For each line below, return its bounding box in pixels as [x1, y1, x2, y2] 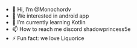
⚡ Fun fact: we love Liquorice [11, 35, 84, 42]
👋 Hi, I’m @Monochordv [11, 6, 71, 13]
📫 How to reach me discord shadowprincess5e [11, 26, 131, 33]
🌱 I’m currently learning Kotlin [11, 19, 86, 26]
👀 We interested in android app [11, 12, 89, 19]
